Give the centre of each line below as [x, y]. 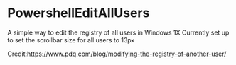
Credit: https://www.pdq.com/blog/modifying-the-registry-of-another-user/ [117, 54]
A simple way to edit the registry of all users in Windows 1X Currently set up [118, 32]
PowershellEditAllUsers [79, 13]
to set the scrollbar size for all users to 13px [71, 40]
